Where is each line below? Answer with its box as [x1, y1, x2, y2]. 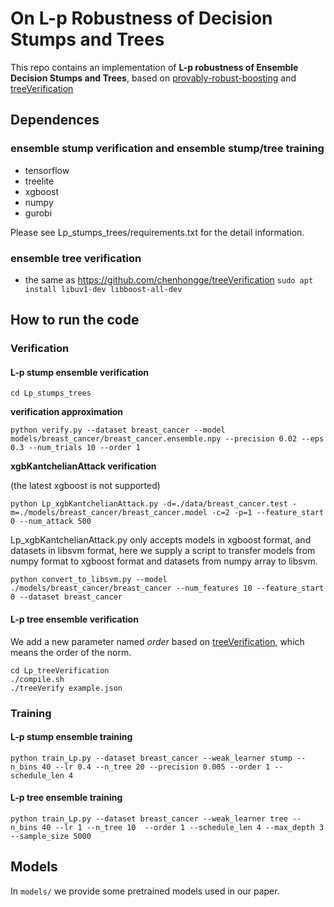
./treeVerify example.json [10, 683, 123, 693]
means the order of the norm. [10, 646, 132, 658]
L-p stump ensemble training [10, 731, 133, 743]
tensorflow [24, 164, 70, 176]
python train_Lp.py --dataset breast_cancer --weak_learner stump [10, 753, 293, 763]
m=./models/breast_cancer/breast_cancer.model [10, 508, 208, 518]
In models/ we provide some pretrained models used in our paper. [10, 885, 280, 897]
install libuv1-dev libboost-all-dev [24, 284, 183, 294]
